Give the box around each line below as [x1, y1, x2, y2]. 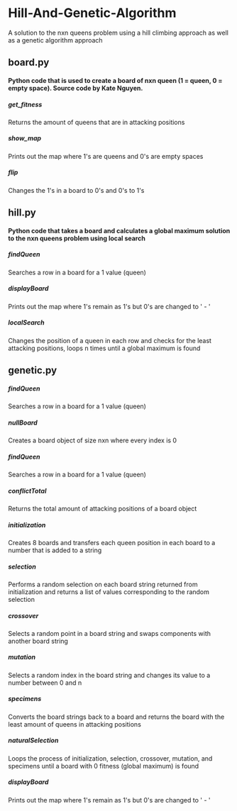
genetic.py [8, 364, 57, 376]
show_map [8, 134, 42, 142]
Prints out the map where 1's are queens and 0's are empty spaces [8, 152, 204, 160]
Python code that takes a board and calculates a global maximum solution [8, 226, 231, 235]
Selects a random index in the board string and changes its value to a [8, 671, 211, 679]
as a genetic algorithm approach [8, 35, 103, 44]
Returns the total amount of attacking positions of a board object [8, 504, 197, 513]
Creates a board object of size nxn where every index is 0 [8, 436, 177, 444]
